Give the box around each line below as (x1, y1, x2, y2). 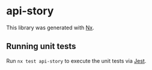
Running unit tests (6, 41, 76, 51)
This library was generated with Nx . (6, 24, 94, 31)
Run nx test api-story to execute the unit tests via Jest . (6, 57, 147, 64)
